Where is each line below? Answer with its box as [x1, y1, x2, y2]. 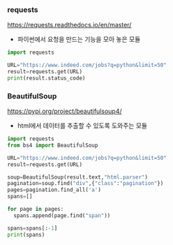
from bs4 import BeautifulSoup [7, 142, 98, 149]
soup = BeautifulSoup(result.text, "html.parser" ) [7, 173, 149, 181]
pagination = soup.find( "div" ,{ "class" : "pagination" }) [7, 180, 164, 187]
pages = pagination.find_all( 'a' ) [7, 186, 101, 193]
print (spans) [7, 231, 45, 238]
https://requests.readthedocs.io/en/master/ [7, 21, 132, 29]
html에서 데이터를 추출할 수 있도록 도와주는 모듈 [17, 121, 148, 130]
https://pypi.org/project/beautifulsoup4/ [7, 107, 122, 116]
